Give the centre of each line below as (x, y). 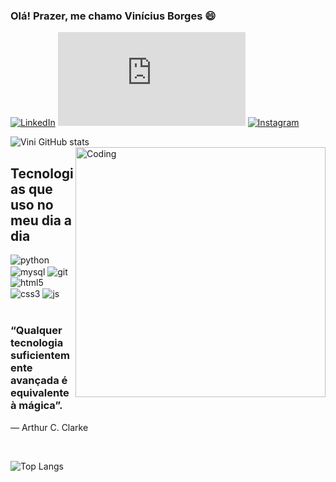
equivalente (40, 393)
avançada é (39, 381)
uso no (32, 204)
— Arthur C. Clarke (49, 427)
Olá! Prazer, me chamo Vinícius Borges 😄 (113, 16)
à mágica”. (36, 406)
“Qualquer (36, 331)
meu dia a (41, 220)
